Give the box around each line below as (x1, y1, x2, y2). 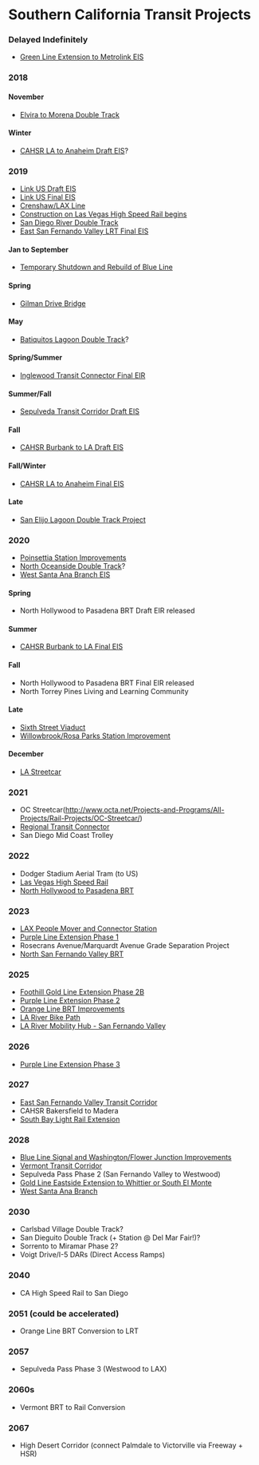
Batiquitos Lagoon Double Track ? (19, 334, 129, 344)
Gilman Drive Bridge (19, 298, 86, 308)
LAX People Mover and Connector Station (19, 923, 158, 933)
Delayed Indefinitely (8, 34, 88, 46)
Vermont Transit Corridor (19, 1161, 102, 1171)
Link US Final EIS (19, 193, 76, 202)
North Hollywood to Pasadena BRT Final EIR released (19, 677, 194, 688)
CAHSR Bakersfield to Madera (19, 1106, 119, 1115)
